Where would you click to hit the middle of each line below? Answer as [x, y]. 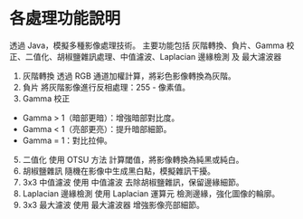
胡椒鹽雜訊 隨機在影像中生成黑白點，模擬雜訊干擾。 [118, 171]
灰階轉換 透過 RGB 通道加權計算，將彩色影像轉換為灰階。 [129, 76]
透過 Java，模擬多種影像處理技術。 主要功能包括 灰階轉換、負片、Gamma [147, 45]
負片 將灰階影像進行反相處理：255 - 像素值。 [106, 87]
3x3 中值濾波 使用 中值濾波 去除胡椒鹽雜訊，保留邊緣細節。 [133, 182]
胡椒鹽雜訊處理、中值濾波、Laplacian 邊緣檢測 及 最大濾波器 [169, 56]
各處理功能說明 [65, 19]
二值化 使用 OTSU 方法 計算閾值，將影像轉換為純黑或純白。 [133, 159]
